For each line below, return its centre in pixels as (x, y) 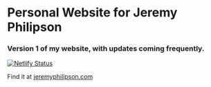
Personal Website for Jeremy (92, 13)
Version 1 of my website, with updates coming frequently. (106, 49)
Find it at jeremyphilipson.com (50, 77)
